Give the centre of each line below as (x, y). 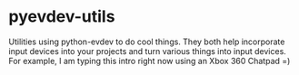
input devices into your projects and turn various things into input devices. (148, 51)
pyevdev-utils (62, 17)
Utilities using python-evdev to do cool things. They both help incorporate (147, 42)
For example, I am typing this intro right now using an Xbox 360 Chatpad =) (149, 61)
